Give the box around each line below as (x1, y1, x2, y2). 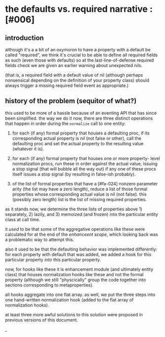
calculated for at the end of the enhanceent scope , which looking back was (5, 231, 159, 237)
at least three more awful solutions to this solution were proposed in (5, 311, 143, 317)
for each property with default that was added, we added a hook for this (5, 251, 152, 257)
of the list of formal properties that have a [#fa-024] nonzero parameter (12, 180, 158, 186)
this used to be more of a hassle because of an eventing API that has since (5, 110, 157, 116)
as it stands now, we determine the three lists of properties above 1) (5, 206, 143, 212)
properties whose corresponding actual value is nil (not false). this (12, 191, 147, 197)
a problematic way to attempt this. (5, 236, 74, 243)
